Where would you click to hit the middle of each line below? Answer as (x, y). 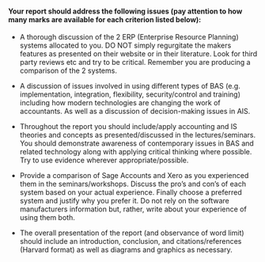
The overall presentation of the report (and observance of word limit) (132, 233)
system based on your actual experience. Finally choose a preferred (131, 192)
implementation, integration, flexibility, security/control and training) (130, 94)
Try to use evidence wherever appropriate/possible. (104, 160)
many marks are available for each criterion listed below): (105, 19)
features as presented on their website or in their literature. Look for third (138, 54)
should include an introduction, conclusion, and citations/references (131, 241)
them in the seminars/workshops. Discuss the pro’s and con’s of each (133, 184)
